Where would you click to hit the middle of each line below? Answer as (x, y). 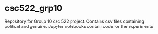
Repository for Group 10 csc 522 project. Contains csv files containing (74, 21)
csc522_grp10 (34, 8)
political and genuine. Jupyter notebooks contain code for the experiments (79, 26)
